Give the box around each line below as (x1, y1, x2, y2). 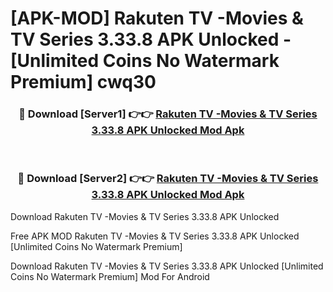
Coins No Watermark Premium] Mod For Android (10, 270, 210, 282)
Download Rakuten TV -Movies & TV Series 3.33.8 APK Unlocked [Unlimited (10, 260, 324, 272)
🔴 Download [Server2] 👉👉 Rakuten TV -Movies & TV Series (17, 172, 319, 186)
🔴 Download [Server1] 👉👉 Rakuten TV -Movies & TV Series (18, 107, 318, 121)
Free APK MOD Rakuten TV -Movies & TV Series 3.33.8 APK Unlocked (10, 230, 300, 242)
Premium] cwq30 (10, 71, 157, 94)
